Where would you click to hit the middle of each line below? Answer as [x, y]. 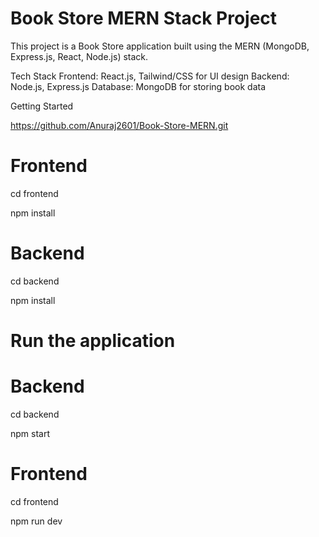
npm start [30, 433]
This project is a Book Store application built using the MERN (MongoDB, [160, 46]
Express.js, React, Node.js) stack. [79, 56]
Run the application [93, 341]
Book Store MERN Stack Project [144, 18]
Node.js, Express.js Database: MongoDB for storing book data [138, 86]
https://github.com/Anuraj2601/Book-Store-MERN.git [119, 125]
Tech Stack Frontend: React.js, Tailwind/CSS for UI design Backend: [150, 76]
